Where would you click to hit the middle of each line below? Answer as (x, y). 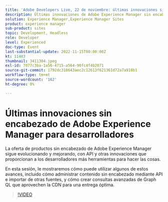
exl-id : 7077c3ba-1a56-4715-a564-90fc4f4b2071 (54, 65)
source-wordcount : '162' (31, 79)
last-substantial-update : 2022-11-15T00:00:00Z (56, 51)
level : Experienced (25, 42)
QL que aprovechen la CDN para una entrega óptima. (60, 184)
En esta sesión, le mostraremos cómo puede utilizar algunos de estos (77, 168)
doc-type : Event (22, 47)
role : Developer (22, 38)
